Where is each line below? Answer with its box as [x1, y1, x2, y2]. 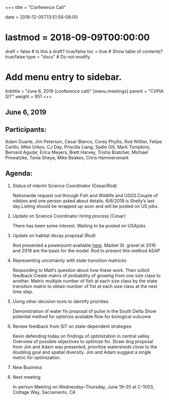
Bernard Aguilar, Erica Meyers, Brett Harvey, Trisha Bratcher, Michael [5, 149, 148, 155]
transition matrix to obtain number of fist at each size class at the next [12, 283, 157, 289]
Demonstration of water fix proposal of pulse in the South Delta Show [12, 308, 157, 314]
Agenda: [5, 169, 33, 178]
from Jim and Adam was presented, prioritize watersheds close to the [12, 344, 157, 350]
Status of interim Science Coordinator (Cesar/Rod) [12, 183, 117, 189]
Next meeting [12, 374, 41, 380]
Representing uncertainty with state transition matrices [12, 257, 127, 263]
